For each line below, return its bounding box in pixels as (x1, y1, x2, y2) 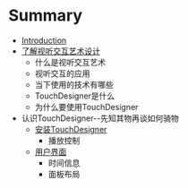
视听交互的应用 (34, 68, 90, 79)
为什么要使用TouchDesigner (34, 101, 139, 112)
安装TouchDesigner (34, 124, 107, 134)
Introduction (21, 35, 67, 46)
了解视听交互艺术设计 (21, 46, 100, 56)
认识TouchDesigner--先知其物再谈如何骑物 (21, 113, 180, 124)
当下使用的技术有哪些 (34, 79, 114, 90)
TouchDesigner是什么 (34, 90, 115, 101)
